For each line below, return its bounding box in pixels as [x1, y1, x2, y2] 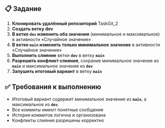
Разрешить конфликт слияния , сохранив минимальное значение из [11, 57, 159, 63]
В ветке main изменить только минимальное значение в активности [11, 41, 161, 47]
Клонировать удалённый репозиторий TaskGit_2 [11, 20, 118, 26]
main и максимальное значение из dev [11, 62, 93, 69]
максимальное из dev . [11, 101, 59, 107]
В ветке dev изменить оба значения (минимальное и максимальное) [11, 31, 160, 37]
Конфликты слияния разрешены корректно [11, 117, 104, 123]
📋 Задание [4, 4, 42, 13]
